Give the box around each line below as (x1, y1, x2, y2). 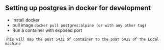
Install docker (12, 17, 40, 23)
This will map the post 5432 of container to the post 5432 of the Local (5, 37, 160, 42)
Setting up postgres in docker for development (5, 4, 151, 12)
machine (5, 41, 21, 46)
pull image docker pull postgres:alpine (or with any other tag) (12, 22, 147, 28)
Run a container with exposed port (12, 27, 82, 33)
